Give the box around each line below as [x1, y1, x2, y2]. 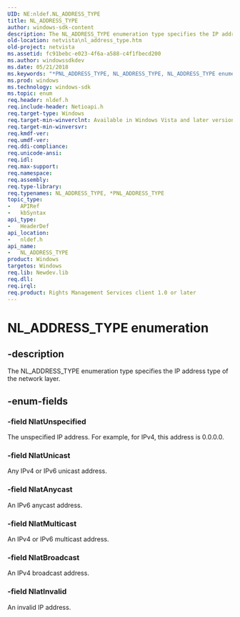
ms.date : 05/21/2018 [7, 63, 69, 71]
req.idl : [7, 156, 34, 164]
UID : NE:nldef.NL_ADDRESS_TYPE [7, 10, 101, 18]
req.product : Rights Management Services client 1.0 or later [7, 289, 196, 296]
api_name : [7, 243, 37, 250]
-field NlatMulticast [7, 519, 77, 529]
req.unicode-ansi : [7, 150, 62, 157]
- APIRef [7, 203, 40, 210]
